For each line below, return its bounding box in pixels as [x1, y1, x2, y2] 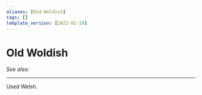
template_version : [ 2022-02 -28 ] [6, 20, 87, 26]
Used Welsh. [6, 83, 38, 90]
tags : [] [6, 14, 28, 20]
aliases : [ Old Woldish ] [6, 8, 66, 15]
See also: [6, 66, 29, 73]
